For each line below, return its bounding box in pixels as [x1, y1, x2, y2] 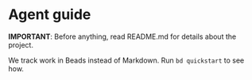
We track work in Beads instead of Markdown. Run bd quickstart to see [8, 55, 245, 65]
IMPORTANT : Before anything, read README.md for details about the [8, 32, 237, 41]
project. [8, 40, 34, 49]
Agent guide [8, 6, 91, 24]
